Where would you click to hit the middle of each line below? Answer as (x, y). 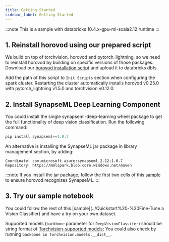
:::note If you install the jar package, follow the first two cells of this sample (83, 175)
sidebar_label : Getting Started (39, 15)
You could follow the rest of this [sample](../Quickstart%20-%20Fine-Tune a (84, 208)
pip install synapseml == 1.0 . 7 (37, 137)
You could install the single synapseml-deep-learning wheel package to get (84, 116)
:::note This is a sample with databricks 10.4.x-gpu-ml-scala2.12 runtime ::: (82, 29)
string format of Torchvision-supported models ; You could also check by (81, 229)
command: (16, 128)
